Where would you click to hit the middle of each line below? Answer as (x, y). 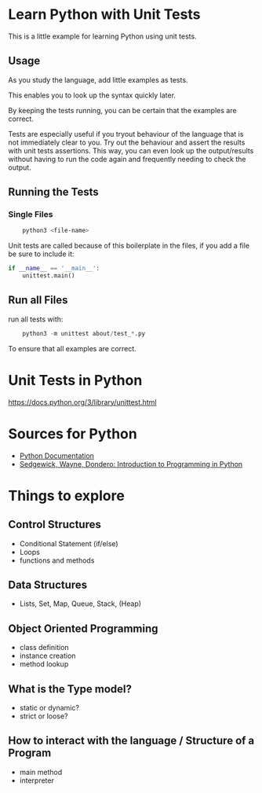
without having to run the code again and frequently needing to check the (127, 159)
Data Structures (48, 585)
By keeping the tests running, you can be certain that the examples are (122, 110)
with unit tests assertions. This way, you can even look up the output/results (131, 150)
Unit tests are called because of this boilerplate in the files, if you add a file (129, 246)
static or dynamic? (49, 708)
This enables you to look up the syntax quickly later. (92, 95)
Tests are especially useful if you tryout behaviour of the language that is (126, 134)
